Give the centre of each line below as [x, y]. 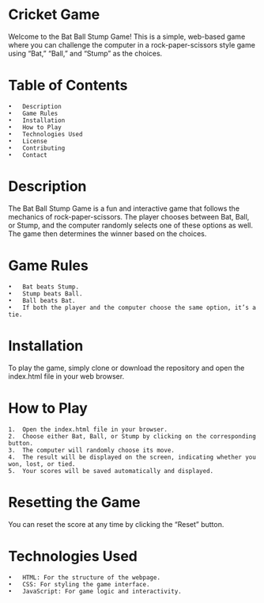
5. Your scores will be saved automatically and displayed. [111, 471]
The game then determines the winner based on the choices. [107, 233]
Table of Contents [68, 86]
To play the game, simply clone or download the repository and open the [126, 368]
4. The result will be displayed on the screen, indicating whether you [132, 457]
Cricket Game [54, 15]
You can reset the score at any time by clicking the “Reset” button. [116, 524]
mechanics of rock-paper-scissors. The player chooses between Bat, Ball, [129, 216]
